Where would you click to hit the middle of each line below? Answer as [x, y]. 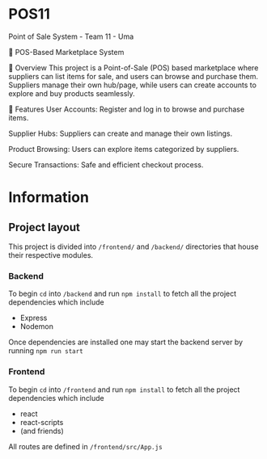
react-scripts [42, 422]
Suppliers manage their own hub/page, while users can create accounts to [133, 85]
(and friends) [42, 431]
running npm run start [46, 351]
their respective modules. [51, 255]
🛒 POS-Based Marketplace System [66, 52]
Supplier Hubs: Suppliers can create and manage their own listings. [121, 133]
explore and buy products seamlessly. [72, 93]
